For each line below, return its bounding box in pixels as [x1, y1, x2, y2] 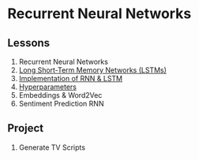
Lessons [7, 36, 51, 50]
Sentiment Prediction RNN [18, 99, 104, 108]
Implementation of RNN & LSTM [18, 74, 123, 83]
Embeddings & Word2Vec [18, 91, 103, 99]
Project [7, 121, 44, 135]
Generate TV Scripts [18, 143, 86, 152]
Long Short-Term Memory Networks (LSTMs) [18, 65, 167, 75]
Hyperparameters [18, 82, 77, 91]
